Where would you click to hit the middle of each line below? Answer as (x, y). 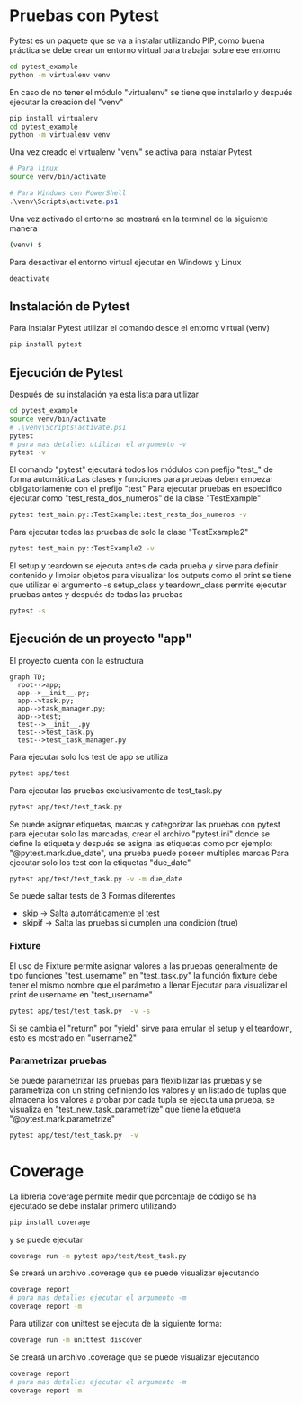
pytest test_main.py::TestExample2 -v (82, 549)
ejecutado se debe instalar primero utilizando (93, 1205)
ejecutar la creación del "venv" (67, 102)
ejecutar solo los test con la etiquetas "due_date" (100, 862)
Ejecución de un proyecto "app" (101, 639)
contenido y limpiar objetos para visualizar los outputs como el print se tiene (151, 576)
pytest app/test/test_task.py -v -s (80, 1011)
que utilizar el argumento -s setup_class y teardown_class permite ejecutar (148, 585)
